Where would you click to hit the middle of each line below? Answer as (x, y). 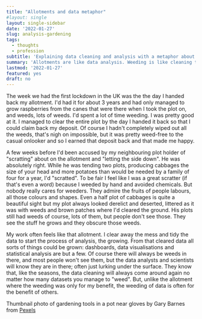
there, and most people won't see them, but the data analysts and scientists (100, 260)
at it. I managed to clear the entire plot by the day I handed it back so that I (98, 122)
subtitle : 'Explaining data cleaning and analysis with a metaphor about (101, 57)
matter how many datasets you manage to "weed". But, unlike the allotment (99, 279)
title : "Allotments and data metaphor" (56, 12)
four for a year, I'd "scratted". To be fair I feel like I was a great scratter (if (97, 178)
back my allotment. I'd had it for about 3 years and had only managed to (96, 102)
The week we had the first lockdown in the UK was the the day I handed (95, 96)
